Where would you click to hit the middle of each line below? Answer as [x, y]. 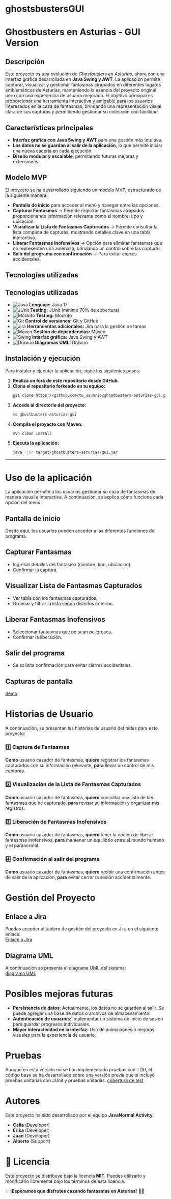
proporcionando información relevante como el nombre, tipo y [78, 216]
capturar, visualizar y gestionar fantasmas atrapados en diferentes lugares [83, 85]
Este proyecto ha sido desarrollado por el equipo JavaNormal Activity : [80, 1115]
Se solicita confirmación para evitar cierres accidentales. [72, 665]
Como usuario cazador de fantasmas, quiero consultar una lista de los [79, 797]
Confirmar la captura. [35, 570]
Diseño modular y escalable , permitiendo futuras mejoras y [76, 156]
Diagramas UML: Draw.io [61, 343]
